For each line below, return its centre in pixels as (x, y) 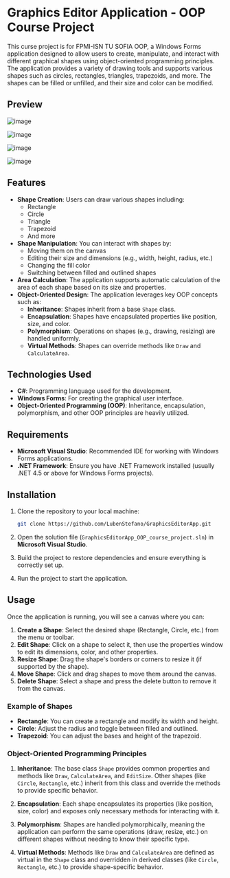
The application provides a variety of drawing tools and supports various (110, 68)
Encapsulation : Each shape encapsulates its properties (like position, (115, 804)
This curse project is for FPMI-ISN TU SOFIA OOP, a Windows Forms (104, 46)
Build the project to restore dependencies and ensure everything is (112, 557)
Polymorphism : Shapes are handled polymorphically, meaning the (111, 824)
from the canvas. (41, 688)
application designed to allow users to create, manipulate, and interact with (113, 54)
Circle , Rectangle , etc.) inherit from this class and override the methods (119, 783)
